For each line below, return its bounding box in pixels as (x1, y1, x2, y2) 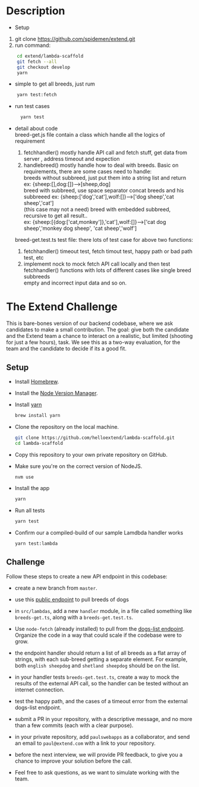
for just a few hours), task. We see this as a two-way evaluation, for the (6, 339, 181, 346)
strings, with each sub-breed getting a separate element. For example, (14, 655, 188, 663)
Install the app (14, 485, 50, 492)
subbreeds (23, 273, 50, 280)
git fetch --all (17, 58, 58, 65)
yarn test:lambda (14, 541, 58, 547)
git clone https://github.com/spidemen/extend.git (14, 35, 135, 42)
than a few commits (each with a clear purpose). (14, 722, 134, 729)
